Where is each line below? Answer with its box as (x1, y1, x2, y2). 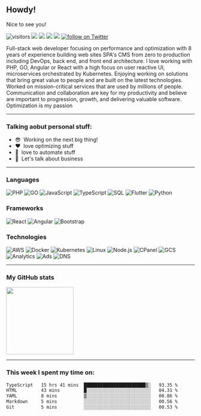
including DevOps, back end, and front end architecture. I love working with (6, 57, 193, 65)
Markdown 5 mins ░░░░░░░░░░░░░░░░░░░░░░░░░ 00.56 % (6, 399, 178, 405)
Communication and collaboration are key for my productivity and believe (6, 89, 187, 96)
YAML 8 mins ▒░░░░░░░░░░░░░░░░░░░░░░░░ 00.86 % (6, 393, 178, 399)
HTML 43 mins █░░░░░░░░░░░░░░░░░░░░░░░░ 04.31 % (6, 387, 178, 394)
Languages (6, 176, 40, 184)
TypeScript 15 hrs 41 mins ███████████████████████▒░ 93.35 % (6, 382, 178, 388)
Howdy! (6, 5, 36, 15)
